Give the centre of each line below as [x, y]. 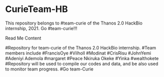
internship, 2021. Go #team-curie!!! [41, 28]
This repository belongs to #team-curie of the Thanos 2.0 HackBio [74, 23]
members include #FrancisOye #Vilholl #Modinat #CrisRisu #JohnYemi [78, 53]
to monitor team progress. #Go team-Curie [49, 69]
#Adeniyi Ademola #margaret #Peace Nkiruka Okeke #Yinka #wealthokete [82, 58]
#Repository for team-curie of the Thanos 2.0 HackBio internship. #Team [81, 47]
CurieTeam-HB [37, 9]
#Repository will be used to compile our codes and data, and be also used [82, 63]
